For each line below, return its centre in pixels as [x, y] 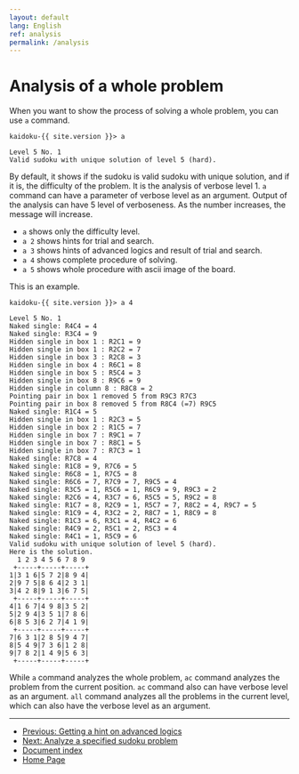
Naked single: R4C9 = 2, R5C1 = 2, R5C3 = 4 [93, 529]
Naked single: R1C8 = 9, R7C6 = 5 [73, 467]
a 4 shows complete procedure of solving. [100, 260]
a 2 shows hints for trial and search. [88, 241]
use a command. [40, 120]
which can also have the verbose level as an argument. [110, 706]
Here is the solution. [51, 552]
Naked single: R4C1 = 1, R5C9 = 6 [73, 536]
